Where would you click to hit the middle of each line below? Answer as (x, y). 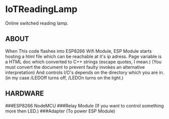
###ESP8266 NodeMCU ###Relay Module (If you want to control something (84, 105)
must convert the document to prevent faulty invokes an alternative (75, 67)
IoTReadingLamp (41, 9)
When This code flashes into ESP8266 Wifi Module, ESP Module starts (79, 51)
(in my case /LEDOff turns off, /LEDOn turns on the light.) (64, 78)
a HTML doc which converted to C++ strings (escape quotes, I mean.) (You (83, 62)
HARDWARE (25, 94)
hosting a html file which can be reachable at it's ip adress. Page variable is (83, 56)
